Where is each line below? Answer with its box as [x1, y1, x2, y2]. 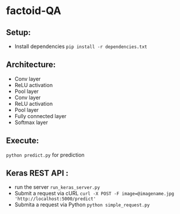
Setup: [6, 27, 31, 37]
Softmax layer [14, 119, 49, 126]
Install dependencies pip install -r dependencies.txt [14, 43, 147, 50]
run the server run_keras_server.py [14, 184, 101, 191]
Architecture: [6, 60, 56, 70]
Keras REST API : [6, 168, 69, 178]
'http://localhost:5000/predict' [14, 196, 96, 202]
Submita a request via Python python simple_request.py [14, 201, 150, 208]
